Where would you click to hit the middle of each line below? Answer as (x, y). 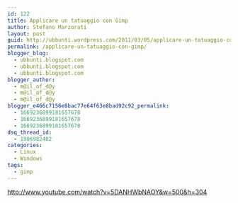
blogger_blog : (28, 54)
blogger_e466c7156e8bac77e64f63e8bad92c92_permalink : (89, 106)
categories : (25, 146)
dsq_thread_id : (30, 132)
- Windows (28, 159)
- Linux (25, 152)
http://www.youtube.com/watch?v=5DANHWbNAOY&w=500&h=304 (107, 192)
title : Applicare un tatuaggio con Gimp (68, 21)
